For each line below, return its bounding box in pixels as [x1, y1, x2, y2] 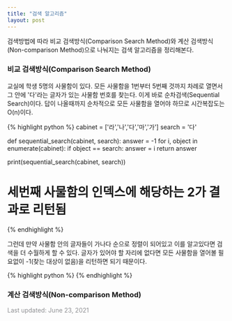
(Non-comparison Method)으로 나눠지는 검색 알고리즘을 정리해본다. [7, 45, 194, 54]
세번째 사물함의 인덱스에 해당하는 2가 [7, 184, 207, 200]
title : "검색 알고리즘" [7, 10, 68, 17]
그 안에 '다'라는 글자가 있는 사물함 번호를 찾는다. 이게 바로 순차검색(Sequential [7, 90, 220, 98]
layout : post [7, 17, 45, 24]
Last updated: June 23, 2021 [7, 306, 89, 315]
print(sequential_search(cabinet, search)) [7, 158, 126, 166]
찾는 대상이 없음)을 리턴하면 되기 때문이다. [33, 257, 148, 265]
